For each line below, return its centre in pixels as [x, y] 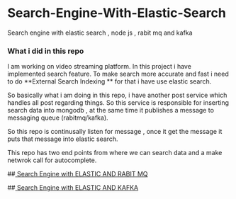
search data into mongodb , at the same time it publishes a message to [111, 110]
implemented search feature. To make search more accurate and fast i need [118, 74]
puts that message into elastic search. [63, 139]
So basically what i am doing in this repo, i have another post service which [117, 95]
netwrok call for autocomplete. [52, 160]
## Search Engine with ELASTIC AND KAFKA [73, 188]
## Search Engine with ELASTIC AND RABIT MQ [78, 174]
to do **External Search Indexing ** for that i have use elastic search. [109, 81]
